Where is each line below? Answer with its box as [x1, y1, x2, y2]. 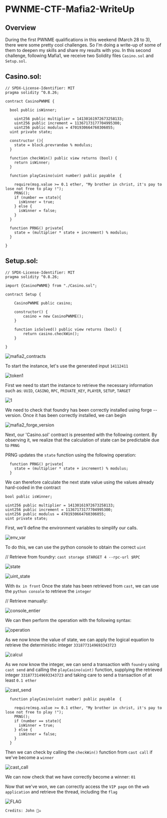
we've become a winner [5, 754, 54, 760]
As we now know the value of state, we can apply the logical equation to [5, 636, 154, 642]
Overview [5, 23, 36, 32]
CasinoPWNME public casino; [14, 300, 72, 305]
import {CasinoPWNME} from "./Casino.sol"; [5, 283, 97, 288]
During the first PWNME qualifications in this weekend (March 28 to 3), [5, 36, 151, 42]
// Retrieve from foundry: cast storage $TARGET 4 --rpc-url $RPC [5, 553, 140, 559]
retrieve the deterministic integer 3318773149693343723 [5, 641, 116, 648]
